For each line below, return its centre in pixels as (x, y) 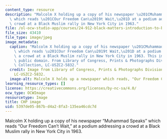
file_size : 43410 (23, 33)
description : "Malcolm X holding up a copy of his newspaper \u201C (78, 14)
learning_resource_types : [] (35, 83)
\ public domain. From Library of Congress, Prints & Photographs (84, 61)
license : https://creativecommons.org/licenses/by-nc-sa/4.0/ (71, 88)
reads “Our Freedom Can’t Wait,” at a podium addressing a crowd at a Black (83, 126)
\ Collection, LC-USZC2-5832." (46, 65)
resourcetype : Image (27, 97)
